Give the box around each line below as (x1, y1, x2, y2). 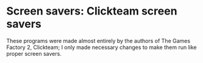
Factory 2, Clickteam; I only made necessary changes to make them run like (6, 44, 197, 51)
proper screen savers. (6, 50, 62, 57)
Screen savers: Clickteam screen (6, 4, 178, 18)
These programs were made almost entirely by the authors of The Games (6, 37, 191, 44)
